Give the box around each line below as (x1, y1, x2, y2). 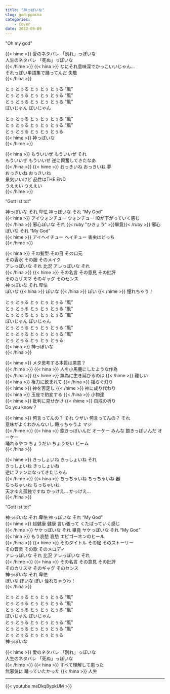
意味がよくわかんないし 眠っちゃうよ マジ (5, 421, 92, 427)
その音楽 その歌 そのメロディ (5, 546, 65, 552)
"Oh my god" (5, 40, 33, 46)
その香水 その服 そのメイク (5, 257, 61, 263)
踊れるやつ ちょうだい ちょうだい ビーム (5, 440, 89, 447)
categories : (5, 17, 30, 22)
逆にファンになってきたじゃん (5, 469, 67, 475)
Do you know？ (5, 404, 37, 410)
